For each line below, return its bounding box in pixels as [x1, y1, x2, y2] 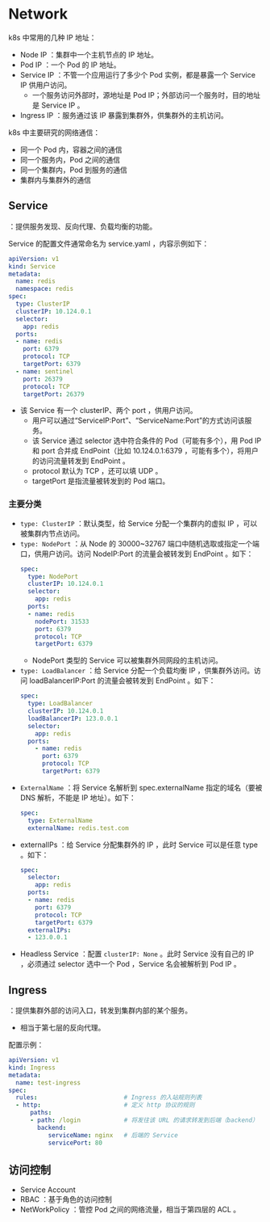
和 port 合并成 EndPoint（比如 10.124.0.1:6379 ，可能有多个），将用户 [31, 446, 260, 456]
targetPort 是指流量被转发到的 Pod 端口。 [31, 476, 170, 486]
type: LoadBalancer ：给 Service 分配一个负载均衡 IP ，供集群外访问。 [19, 666, 255, 676]
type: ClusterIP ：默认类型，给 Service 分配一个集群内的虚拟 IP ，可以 [19, 518, 258, 528]
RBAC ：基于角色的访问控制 [19, 1195, 113, 1204]
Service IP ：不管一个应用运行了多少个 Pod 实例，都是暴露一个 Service [19, 70, 256, 79]
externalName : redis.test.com [27, 824, 129, 832]
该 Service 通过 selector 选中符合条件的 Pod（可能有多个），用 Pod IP [31, 436, 262, 445]
